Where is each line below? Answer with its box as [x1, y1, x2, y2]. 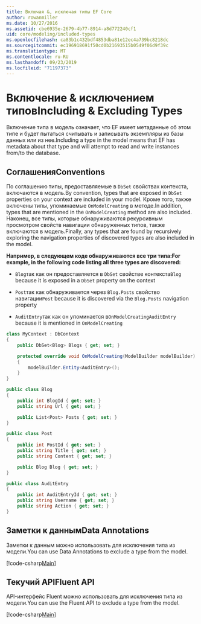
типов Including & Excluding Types [6, 104, 183, 118]
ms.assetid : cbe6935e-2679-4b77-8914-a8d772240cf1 [6, 25, 136, 32]
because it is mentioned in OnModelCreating [14, 319, 123, 326]
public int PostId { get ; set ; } [17, 442, 101, 448]
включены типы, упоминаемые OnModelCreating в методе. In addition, [6, 202, 183, 209]
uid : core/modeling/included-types [6, 31, 96, 37]
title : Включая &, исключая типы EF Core [6, 8, 112, 15]
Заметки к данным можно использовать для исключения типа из [6, 541, 176, 549]
